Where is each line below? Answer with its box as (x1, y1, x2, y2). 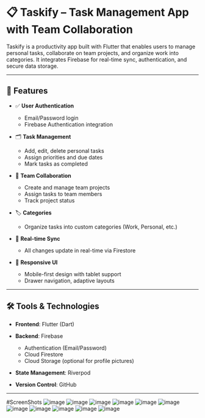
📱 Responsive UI (15, 258, 58, 266)
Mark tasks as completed (24, 160, 88, 167)
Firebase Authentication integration (24, 120, 113, 128)
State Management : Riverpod (15, 369, 91, 376)
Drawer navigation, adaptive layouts (24, 277, 115, 284)
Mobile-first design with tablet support (24, 270, 121, 277)
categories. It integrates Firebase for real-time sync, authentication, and (6, 56, 187, 63)
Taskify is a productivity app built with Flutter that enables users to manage (6, 43, 196, 50)
